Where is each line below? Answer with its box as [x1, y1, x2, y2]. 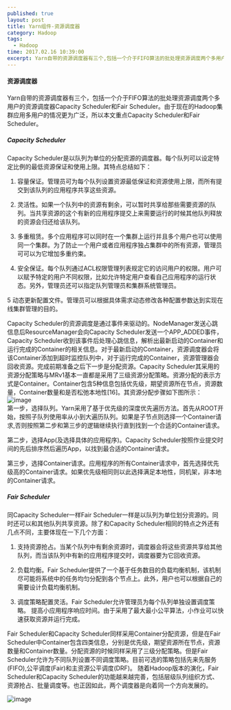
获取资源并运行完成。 [23, 614, 84, 623]
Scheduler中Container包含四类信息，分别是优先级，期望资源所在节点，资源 [7, 638, 221, 646]
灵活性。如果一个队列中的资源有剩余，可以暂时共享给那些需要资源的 [16, 200, 210, 209]
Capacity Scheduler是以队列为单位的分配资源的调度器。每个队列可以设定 [7, 154, 214, 162]
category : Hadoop [7, 29, 57, 36]
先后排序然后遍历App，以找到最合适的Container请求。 [19, 444, 173, 452]
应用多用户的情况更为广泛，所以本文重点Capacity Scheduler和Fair [12, 111, 201, 119]
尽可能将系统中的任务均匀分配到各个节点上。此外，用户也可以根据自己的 [16, 574, 222, 583]
